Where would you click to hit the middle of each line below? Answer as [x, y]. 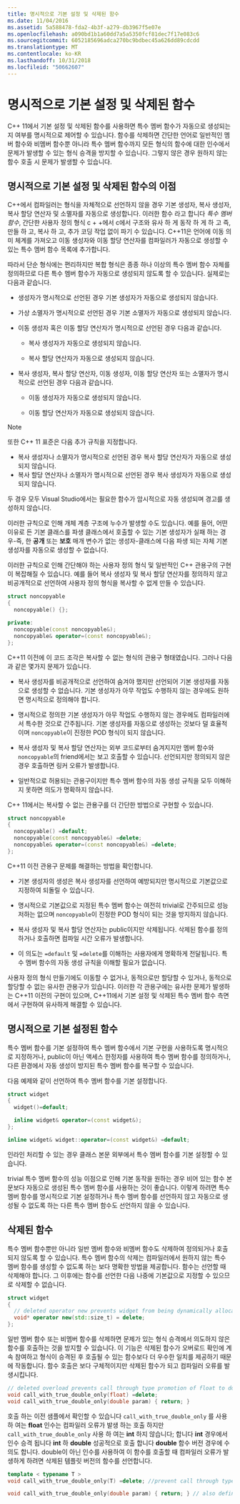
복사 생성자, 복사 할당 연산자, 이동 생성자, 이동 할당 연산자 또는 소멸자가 [116, 374]
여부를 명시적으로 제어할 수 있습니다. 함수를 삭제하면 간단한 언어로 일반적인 [119, 135]
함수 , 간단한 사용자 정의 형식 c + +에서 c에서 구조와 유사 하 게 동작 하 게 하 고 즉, [119, 223]
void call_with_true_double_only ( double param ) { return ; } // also [111, 1494]
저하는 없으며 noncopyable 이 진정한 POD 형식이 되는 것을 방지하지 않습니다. [123, 914]
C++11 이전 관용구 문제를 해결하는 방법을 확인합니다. [80, 866]
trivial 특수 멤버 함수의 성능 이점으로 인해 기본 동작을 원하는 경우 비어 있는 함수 [116, 1178]
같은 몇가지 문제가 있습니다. [53, 666]
